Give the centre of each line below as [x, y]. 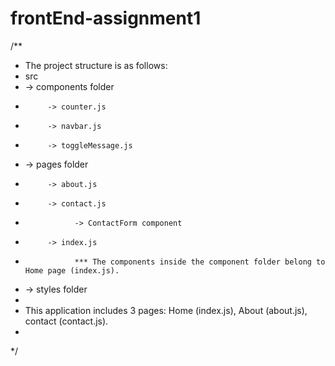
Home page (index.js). [72, 270]
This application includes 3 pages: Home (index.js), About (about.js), [166, 310]
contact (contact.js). [66, 321]
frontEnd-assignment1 [106, 18]
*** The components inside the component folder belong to [200, 262]
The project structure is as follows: [96, 65]
